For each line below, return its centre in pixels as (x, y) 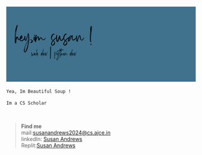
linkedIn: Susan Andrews (51, 139)
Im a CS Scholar (26, 103)
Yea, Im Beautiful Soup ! (38, 91)
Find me (31, 126)
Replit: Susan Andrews (48, 145)
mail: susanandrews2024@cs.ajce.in (66, 132)
